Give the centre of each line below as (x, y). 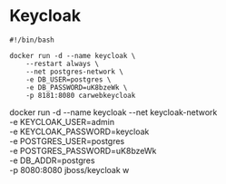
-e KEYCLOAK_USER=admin (62, 121)
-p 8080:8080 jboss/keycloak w (69, 169)
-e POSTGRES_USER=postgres (67, 140)
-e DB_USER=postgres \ (69, 79)
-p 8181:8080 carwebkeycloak (81, 95)
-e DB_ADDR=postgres (52, 160)
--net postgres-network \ (75, 72)
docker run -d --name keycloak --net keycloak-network (113, 112)
